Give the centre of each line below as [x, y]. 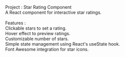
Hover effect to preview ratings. [38, 33]
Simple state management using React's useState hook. [62, 44]
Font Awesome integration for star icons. [47, 49]
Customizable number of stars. [37, 39]
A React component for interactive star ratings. [53, 12]
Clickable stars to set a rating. [36, 28]
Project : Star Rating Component [38, 7]
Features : [15, 23]
